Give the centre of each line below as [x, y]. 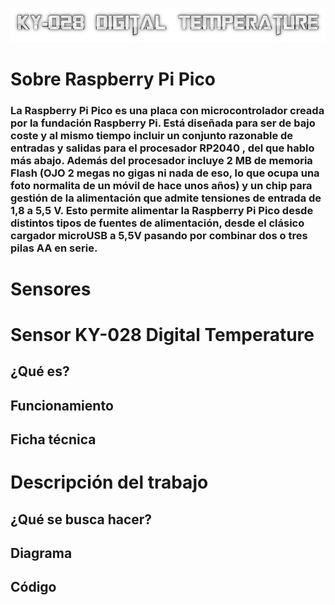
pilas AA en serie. [54, 248]
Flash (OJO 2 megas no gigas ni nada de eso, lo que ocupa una [165, 173]
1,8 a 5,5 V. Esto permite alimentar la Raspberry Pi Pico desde [162, 210]
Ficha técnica [53, 439]
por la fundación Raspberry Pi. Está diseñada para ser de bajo [163, 123]
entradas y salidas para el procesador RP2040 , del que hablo [162, 148]
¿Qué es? [40, 371]
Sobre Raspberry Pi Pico [113, 79]
